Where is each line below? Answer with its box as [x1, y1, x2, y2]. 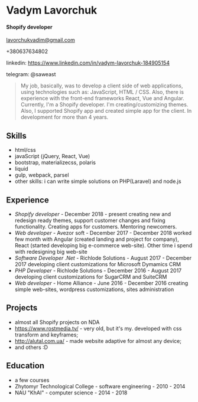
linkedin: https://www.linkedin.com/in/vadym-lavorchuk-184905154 [6, 60, 170, 67]
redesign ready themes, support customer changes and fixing [14, 217, 165, 224]
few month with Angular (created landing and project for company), [14, 236, 179, 243]
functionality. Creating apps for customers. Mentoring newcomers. [14, 223, 177, 230]
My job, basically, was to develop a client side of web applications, [20, 82, 183, 89]
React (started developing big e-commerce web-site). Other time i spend [14, 242, 193, 249]
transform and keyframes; [14, 331, 79, 338]
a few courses [14, 376, 50, 384]
